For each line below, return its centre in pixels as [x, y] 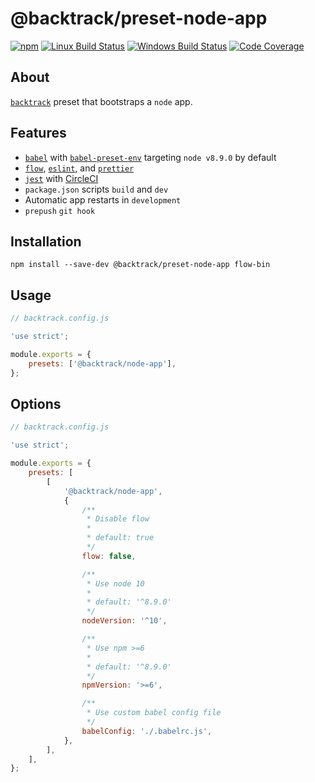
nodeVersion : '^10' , [124, 621]
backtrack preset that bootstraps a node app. [101, 101]
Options [36, 403]
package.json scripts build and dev [96, 189]
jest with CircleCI [61, 178]
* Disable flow [118, 519]
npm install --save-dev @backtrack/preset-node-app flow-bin [140, 265]
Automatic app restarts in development [103, 199]
